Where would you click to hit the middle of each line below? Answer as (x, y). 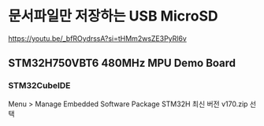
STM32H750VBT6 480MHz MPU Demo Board (122, 63)
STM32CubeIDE (39, 86)
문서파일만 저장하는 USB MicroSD (113, 16)
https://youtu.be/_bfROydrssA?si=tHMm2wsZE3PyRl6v (97, 38)
